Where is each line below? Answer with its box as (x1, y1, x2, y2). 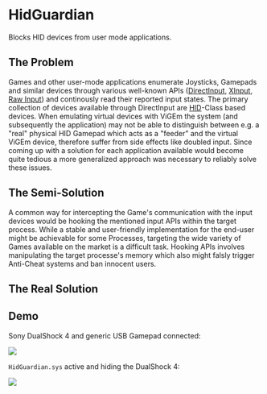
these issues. (8, 163, 52, 172)
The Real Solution (8, 282, 99, 296)
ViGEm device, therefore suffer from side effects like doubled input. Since (8, 137, 253, 147)
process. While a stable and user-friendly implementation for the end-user (8, 224, 255, 234)
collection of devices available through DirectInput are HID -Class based (8, 102, 246, 112)
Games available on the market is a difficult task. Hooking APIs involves (8, 242, 245, 251)
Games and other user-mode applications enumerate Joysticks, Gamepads (8, 77, 257, 86)
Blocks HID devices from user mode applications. (8, 32, 172, 42)
